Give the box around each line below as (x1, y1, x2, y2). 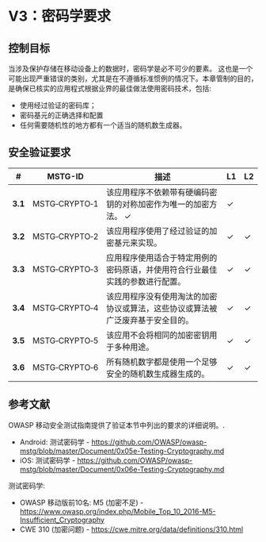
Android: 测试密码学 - (19, 437, 90, 447)
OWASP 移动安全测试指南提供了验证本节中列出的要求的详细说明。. (8, 420, 226, 429)
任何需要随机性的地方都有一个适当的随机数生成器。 (19, 121, 187, 129)
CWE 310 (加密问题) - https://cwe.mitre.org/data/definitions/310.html (19, 525, 244, 534)
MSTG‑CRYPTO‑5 (32, 335, 99, 346)
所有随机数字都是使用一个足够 (106, 356, 218, 367)
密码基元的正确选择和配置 (19, 110, 104, 120)
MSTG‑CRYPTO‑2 (32, 231, 99, 242)
